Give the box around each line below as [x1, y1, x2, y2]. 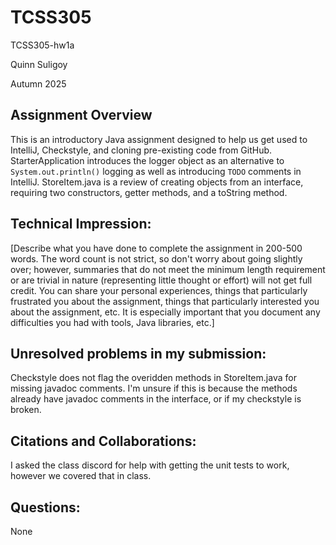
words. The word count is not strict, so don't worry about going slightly [10, 252, 303, 265]
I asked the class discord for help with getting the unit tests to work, [10, 459, 290, 471]
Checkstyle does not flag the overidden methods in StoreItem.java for [10, 372, 297, 384]
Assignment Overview [10, 107, 153, 124]
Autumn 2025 [10, 77, 67, 90]
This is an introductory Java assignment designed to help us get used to [10, 133, 308, 145]
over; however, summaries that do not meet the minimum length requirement [10, 263, 326, 275]
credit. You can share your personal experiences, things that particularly [10, 284, 308, 296]
